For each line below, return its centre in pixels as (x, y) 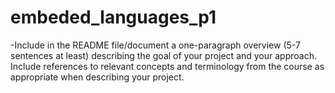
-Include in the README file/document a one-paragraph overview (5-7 (155, 45)
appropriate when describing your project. (97, 77)
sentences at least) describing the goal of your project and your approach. (163, 55)
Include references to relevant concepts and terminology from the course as (167, 66)
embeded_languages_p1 (113, 17)
